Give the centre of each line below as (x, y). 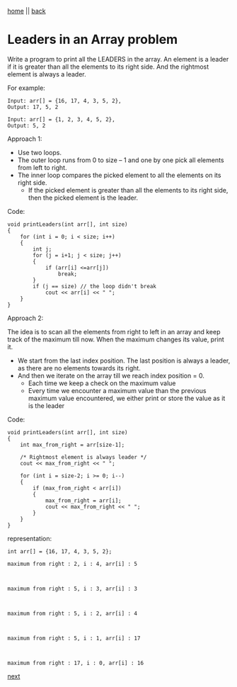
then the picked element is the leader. (83, 198)
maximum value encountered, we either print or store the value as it (127, 398)
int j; (42, 249)
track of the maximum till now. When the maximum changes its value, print (116, 339)
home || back (27, 11)
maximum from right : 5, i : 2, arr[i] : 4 (73, 613)
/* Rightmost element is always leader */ (83, 457)
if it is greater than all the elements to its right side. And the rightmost (108, 67)
